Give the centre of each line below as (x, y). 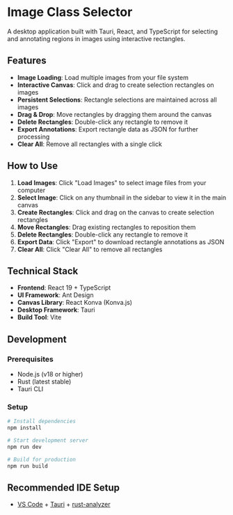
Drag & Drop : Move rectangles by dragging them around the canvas (114, 114)
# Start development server (48, 441)
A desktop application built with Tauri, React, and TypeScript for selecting (113, 31)
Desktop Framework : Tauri (56, 310)
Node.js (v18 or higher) (50, 374)
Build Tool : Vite (39, 317)
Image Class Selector (70, 12)
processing (33, 136)
